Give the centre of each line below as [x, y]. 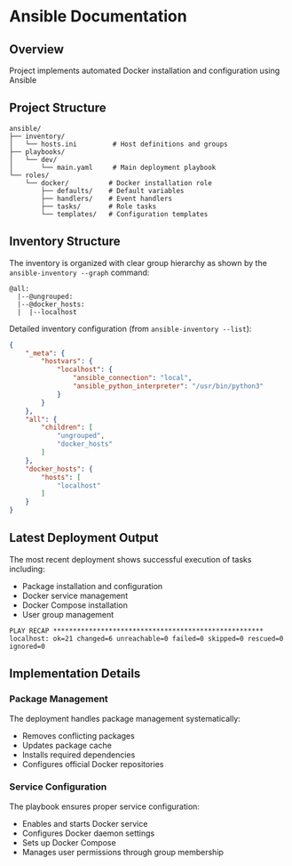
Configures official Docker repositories [93, 764]
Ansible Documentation [99, 16]
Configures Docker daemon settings [88, 833]
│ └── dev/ [33, 159]
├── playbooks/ [37, 152]
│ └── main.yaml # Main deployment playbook [113, 167]
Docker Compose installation [75, 605]
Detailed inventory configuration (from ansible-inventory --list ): [130, 328]
